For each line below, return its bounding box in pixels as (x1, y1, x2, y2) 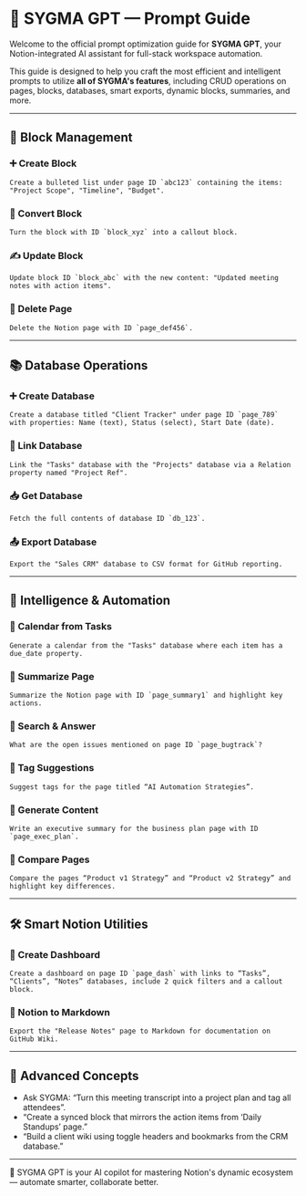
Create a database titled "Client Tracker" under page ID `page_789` (9, 411, 280, 420)
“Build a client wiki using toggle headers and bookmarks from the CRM (22, 1131, 289, 1142)
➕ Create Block (9, 157, 77, 170)
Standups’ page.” (22, 1121, 88, 1132)
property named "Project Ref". (9, 468, 128, 477)
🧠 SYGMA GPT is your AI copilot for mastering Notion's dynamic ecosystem (9, 1167, 293, 1178)
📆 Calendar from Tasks (9, 620, 112, 633)
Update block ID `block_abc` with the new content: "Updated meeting (9, 274, 280, 283)
